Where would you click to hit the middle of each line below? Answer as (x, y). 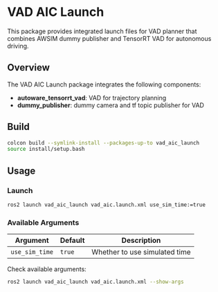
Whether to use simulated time (142, 252)
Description (141, 241)
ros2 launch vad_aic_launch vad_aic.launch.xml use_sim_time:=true (107, 205)
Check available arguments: (47, 269)
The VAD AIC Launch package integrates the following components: (104, 84)
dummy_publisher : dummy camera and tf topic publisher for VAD (110, 105)
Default (72, 241)
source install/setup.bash (46, 149)
